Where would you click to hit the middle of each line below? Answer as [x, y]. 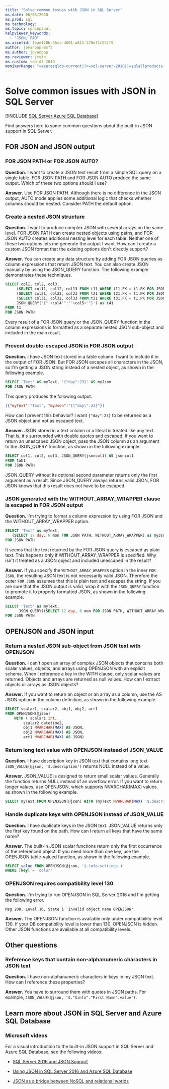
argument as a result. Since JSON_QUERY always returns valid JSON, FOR [82, 480]
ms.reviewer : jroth [26, 57]
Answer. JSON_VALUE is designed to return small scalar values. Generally [82, 776]
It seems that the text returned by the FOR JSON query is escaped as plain [82, 550]
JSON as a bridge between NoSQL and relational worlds [71, 1081]
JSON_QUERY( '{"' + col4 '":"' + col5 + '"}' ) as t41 [65, 303]
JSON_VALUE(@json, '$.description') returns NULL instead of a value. [78, 766]
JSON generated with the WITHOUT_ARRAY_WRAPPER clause [83, 499]
